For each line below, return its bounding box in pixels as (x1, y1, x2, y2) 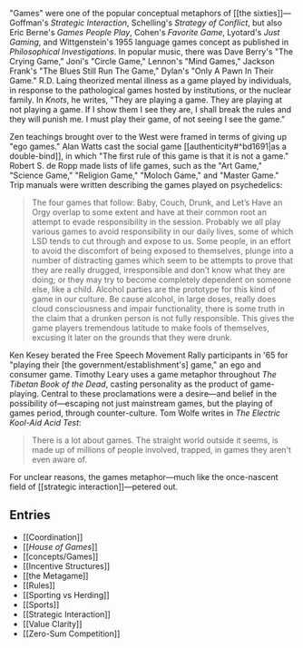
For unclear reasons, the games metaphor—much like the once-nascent (9, 472, 279, 482)
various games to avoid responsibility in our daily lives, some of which (31, 226, 294, 237)
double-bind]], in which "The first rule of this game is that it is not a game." (9, 151, 289, 162)
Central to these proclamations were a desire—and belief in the (40, 388, 278, 398)
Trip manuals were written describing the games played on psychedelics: (9, 180, 283, 190)
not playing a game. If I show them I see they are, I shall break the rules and (9, 104, 292, 114)
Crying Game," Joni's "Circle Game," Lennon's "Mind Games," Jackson (9, 56, 275, 66)
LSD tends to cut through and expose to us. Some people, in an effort (31, 236, 292, 246)
